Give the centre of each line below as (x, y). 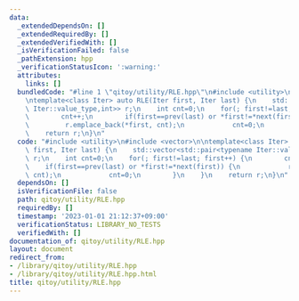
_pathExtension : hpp (55, 59)
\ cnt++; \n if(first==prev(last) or (121, 117)
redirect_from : (37, 258)
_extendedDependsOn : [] (61, 26)
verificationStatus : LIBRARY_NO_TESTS (89, 224)
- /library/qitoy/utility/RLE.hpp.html (83, 274)
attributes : (40, 76)
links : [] (44, 84)
